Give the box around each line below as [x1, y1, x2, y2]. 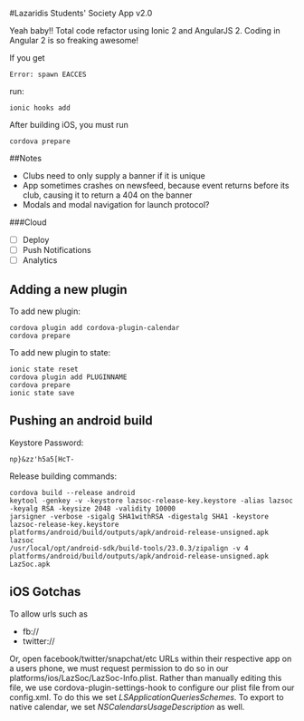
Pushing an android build [9, 413, 154, 429]
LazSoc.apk [9, 560, 51, 569]
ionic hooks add [9, 103, 71, 112]
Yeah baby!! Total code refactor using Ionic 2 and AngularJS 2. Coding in [9, 25, 280, 35]
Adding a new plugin [9, 281, 128, 297]
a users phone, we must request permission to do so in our [9, 662, 229, 674]
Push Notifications [22, 245, 92, 256]
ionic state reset [9, 365, 79, 374]
